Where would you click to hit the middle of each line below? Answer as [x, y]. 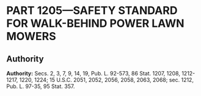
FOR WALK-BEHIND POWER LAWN [95, 23]
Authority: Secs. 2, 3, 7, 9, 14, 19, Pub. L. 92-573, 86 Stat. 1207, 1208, [93, 73]
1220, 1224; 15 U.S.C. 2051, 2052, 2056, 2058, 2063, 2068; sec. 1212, [107, 80]
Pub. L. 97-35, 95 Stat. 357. [41, 86]
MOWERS [31, 36]
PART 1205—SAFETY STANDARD [92, 11]
